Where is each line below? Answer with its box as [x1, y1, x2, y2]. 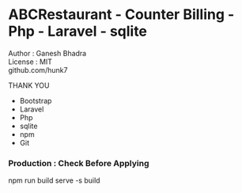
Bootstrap [19, 96, 52, 105]
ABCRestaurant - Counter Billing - [8, 6, 235, 24]
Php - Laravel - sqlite [8, 22, 148, 40]
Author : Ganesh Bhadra [8, 48, 87, 58]
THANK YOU [8, 81, 50, 90]
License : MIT [8, 57, 53, 66]
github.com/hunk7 [8, 65, 68, 74]
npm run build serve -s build [8, 176, 100, 185]
